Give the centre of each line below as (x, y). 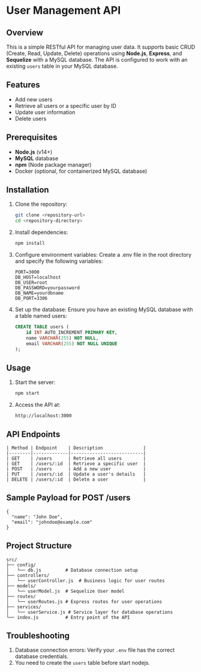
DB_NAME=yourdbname (39, 293)
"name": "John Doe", (37, 517)
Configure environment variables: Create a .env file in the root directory (103, 255)
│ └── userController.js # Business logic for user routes (85, 580)
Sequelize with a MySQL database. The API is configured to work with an (97, 60)
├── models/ (21, 586)
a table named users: (41, 316)
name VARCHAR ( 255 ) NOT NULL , (62, 338)
